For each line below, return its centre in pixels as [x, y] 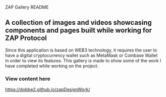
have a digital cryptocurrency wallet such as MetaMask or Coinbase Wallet [81, 55]
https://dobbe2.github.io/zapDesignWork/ [48, 90]
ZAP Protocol [26, 38]
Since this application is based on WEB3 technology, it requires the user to [81, 50]
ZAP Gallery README [27, 7]
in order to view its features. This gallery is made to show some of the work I [83, 60]
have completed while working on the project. [52, 66]
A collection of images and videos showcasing [79, 23]
